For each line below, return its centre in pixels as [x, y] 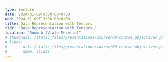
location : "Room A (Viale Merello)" [43, 33]
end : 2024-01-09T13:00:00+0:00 [38, 19]
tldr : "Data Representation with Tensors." [51, 28]
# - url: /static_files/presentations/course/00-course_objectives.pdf [86, 47]
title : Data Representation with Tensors [49, 24]
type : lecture [20, 10]
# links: [14, 42]
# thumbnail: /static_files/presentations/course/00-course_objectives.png [86, 38]
